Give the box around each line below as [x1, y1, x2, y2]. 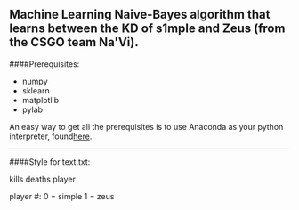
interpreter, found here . [9, 131, 93, 141]
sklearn [21, 85, 51, 96]
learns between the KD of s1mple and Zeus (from [9, 21, 286, 36]
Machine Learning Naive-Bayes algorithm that [9, 7, 271, 22]
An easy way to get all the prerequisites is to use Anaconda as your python [9, 121, 284, 132]
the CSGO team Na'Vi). [9, 35, 140, 50]
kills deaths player [9, 174, 76, 184]
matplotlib [21, 94, 60, 105]
